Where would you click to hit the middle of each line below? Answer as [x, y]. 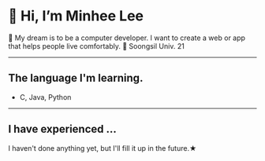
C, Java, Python [45, 97]
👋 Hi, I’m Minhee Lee [76, 16]
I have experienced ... [62, 129]
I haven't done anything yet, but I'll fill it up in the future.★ [103, 148]
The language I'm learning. [76, 78]
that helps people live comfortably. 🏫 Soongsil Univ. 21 [97, 46]
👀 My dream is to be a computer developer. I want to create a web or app [127, 38]
